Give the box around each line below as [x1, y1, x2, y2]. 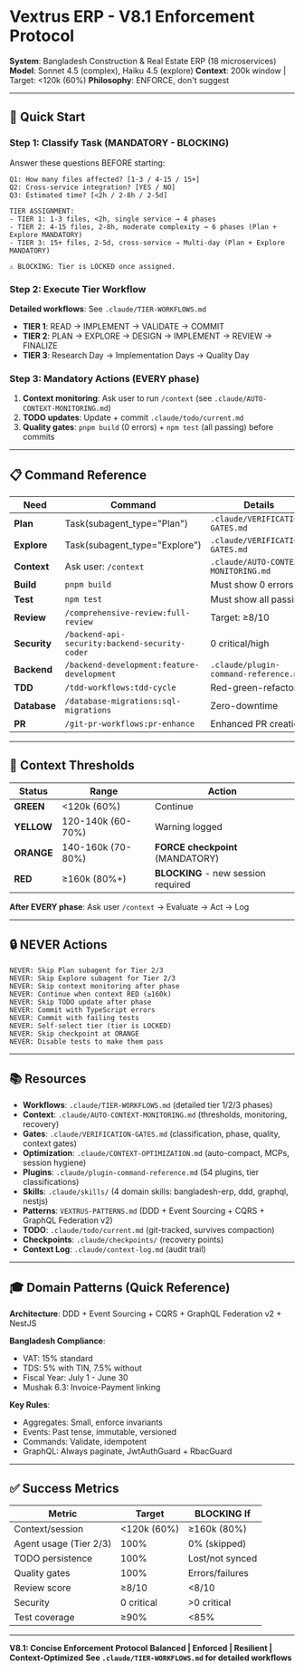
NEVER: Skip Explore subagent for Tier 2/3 [9, 973, 176, 983]
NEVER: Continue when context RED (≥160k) [9, 989, 172, 998]
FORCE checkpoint [155, 840, 238, 853]
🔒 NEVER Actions [9, 937, 108, 952]
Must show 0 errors [210, 578, 294, 591]
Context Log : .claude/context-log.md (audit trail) [22, 1244, 206, 1255]
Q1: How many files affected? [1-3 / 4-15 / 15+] [9, 175, 201, 184]
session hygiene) [22, 1157, 87, 1169]
